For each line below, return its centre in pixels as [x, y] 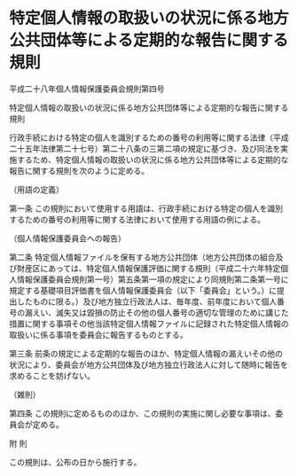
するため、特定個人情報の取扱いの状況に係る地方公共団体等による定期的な [153, 160]
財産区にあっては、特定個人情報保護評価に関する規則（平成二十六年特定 [149, 268]
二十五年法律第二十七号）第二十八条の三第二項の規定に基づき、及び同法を [145, 148]
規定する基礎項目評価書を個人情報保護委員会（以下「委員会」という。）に [143, 290]
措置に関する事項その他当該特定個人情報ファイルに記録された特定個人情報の [149, 324]
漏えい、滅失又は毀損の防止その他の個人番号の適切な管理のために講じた [157, 312]
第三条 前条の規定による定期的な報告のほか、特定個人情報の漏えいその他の [146, 353]
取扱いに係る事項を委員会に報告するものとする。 [98, 334]
